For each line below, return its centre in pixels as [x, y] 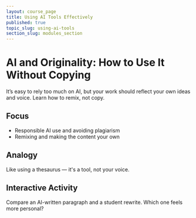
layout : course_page [31, 11]
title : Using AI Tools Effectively [50, 17]
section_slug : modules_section [44, 34]
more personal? [25, 208]
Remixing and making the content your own [67, 137]
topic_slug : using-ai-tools [40, 28]
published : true [26, 22]
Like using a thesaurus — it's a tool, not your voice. [68, 169]
